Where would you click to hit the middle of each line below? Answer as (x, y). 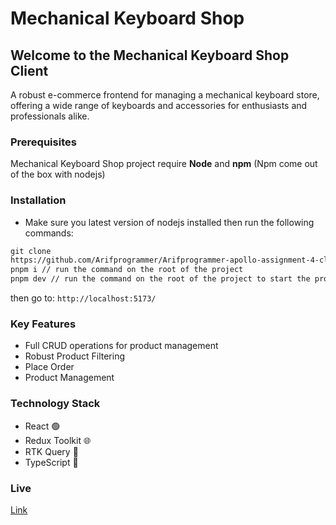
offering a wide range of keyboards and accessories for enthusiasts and (159, 105)
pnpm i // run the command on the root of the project (127, 270)
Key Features (43, 324)
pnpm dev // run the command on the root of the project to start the (160, 279)
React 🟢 (42, 426)
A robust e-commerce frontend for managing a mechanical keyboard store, (165, 95)
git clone (31, 251)
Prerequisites (43, 142)
